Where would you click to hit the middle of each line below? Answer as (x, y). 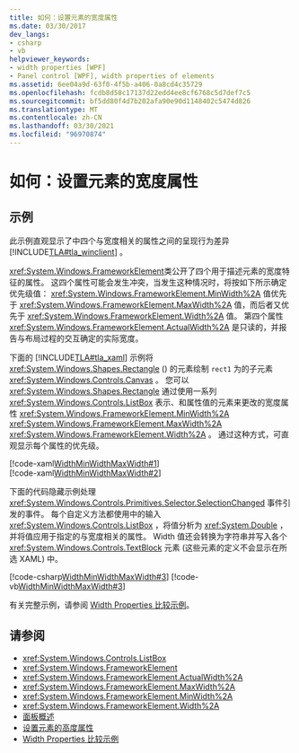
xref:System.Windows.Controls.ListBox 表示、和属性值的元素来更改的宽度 (145, 402)
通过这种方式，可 (250, 434)
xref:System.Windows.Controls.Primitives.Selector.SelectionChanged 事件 (146, 503)
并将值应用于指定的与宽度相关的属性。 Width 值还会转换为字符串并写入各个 (148, 536)
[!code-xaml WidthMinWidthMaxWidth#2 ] (85, 473)
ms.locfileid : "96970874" (57, 135)
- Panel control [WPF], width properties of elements (112, 76)
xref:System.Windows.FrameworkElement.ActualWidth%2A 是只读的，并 (144, 327)
